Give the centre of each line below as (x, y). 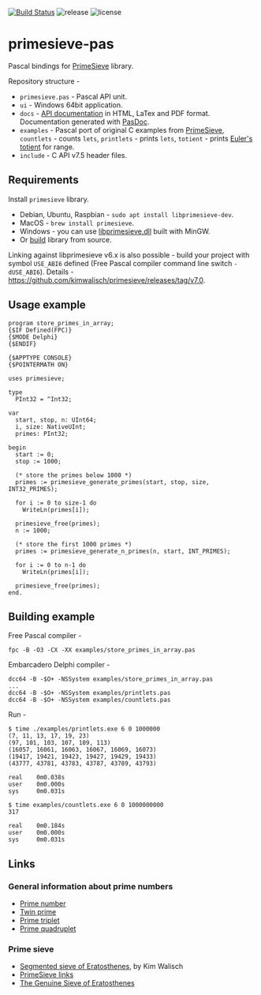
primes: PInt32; (42, 434)
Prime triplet (39, 921)
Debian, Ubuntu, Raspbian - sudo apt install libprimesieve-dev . (127, 214)
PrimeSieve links (47, 974)
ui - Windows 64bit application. (71, 105)
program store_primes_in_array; (61, 323)
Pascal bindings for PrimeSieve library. (71, 66)
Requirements (43, 180)
